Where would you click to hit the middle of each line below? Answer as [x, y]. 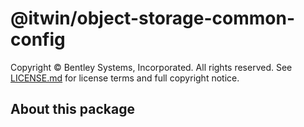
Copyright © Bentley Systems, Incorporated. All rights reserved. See [151, 67]
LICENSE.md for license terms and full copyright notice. [125, 78]
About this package [72, 109]
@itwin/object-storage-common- [153, 18]
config [38, 39]
